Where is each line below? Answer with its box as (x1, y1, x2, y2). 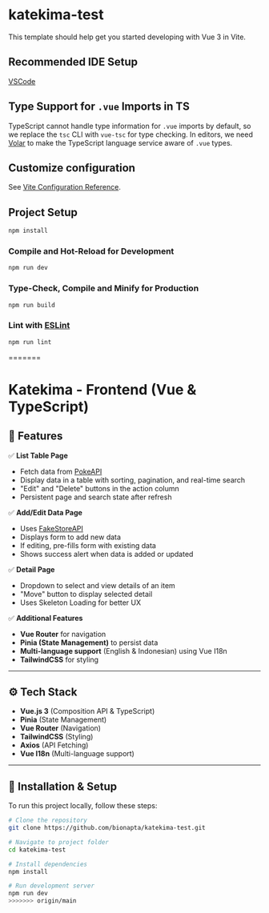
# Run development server (8, 882, 94, 890)
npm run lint (8, 338, 52, 346)
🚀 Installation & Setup (8, 779, 118, 793)
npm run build (8, 301, 56, 309)
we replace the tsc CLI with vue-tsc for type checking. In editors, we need (8, 130, 254, 139)
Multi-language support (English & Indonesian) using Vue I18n (19, 646, 228, 655)
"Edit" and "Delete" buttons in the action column (19, 483, 180, 493)
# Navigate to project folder (8, 838, 110, 846)
